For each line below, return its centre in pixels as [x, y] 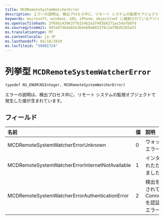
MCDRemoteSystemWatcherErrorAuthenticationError [68, 196]
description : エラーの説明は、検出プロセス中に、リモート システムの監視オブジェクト [82, 14]
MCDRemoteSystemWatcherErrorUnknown [57, 145]
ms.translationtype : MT [29, 32]
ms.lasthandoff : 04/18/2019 [34, 41]
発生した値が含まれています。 [35, 100]
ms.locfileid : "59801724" [31, 46]
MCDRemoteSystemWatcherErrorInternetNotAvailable [69, 165]
